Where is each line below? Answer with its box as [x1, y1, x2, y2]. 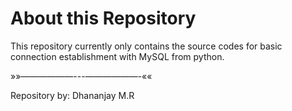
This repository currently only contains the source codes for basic [10, 40, 283, 52]
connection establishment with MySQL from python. [10, 50, 225, 62]
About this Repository [10, 7, 197, 30]
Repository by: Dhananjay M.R [10, 89, 135, 101]
